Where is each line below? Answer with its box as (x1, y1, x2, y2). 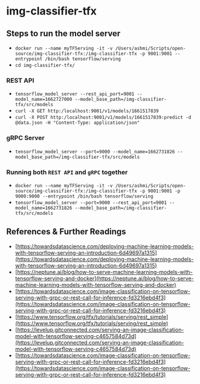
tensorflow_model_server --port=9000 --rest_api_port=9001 (15, 199, 167, 206)
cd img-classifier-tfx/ (15, 62, 76, 68)
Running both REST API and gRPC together (6, 168, 128, 176)
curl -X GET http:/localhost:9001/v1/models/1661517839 (15, 108, 159, 114)
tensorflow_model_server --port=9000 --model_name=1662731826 (15, 149, 175, 155)
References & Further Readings (6, 226, 126, 237)
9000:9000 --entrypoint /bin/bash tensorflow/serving (15, 193, 153, 199)
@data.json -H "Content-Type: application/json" (15, 120, 140, 126)
